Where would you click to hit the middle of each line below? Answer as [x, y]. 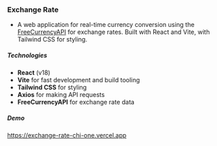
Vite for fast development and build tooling [78, 80]
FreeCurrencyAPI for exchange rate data [76, 102]
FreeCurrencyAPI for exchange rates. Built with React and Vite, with [113, 32]
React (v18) [34, 73]
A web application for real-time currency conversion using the [106, 25]
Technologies [27, 55]
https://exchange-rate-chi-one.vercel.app [67, 136]
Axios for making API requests [61, 95]
